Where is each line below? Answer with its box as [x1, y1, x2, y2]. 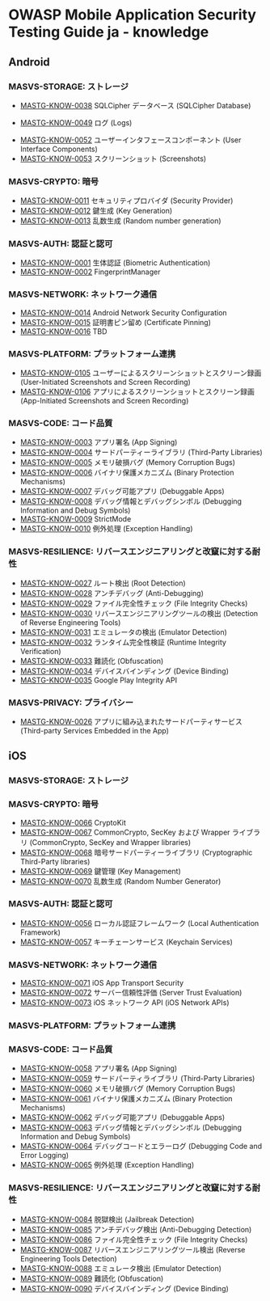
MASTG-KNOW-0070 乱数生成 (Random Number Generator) [19, 876, 221, 886]
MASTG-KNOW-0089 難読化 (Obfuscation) [19, 1274, 164, 1283]
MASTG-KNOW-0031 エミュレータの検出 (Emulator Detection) [19, 627, 228, 636]
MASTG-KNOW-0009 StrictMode [19, 514, 132, 524]
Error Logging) [19, 1151, 70, 1160]
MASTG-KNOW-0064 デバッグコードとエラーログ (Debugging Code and [19, 1142, 263, 1151]
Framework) [19, 927, 61, 937]
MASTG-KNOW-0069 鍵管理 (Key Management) [19, 866, 182, 876]
